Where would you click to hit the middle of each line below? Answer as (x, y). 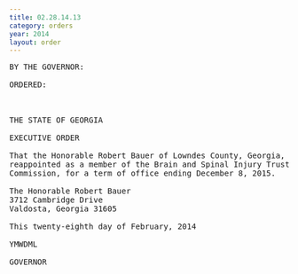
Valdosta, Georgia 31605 (63, 209)
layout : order (35, 42)
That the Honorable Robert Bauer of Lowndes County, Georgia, (147, 156)
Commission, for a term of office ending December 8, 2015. (143, 173)
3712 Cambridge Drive (56, 200)
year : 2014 (29, 34)
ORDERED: (28, 85)
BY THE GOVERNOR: (47, 67)
